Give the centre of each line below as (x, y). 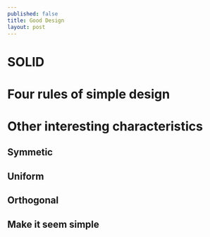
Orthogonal (33, 201)
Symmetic (30, 152)
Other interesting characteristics (105, 126)
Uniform (26, 176)
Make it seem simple (54, 224)
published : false (33, 14)
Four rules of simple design (89, 94)
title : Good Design (36, 20)
